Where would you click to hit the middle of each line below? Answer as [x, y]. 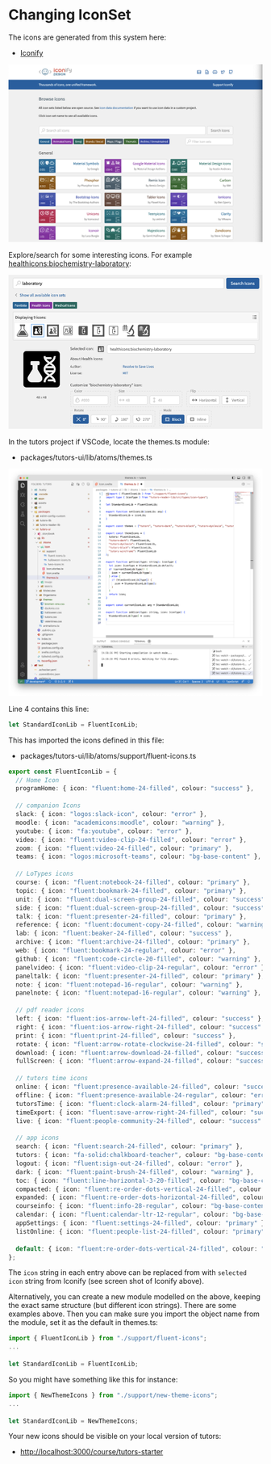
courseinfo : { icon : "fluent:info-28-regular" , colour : [111, 1206]
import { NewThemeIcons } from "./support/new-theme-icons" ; [113, 1395]
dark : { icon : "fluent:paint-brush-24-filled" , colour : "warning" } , [135, 1172]
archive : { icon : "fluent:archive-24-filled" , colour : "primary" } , [133, 942]
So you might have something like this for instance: [93, 1379]
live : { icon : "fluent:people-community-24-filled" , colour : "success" [139, 1121]
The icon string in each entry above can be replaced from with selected [128, 1273]
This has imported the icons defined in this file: [86, 740]
